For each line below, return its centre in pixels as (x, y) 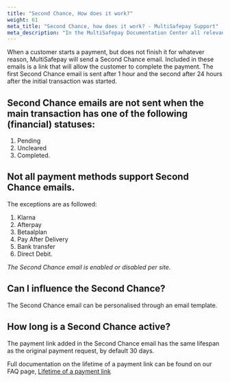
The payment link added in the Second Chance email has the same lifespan (113, 343)
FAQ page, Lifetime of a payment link (59, 371)
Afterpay (29, 224)
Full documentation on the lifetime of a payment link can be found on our (110, 363)
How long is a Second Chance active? (89, 327)
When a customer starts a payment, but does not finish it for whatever (106, 52)
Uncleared (31, 148)
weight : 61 (23, 20)
